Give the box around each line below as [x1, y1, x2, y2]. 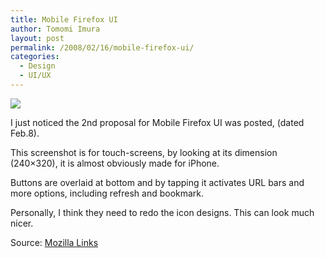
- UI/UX [19, 71, 52, 81]
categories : [10, 52, 60, 62]
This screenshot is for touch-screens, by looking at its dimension [10, 146, 278, 158]
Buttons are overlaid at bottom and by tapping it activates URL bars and [10, 176, 305, 188]
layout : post [10, 33, 65, 43]
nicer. [10, 217, 34, 229]
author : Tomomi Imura [10, 24, 101, 34]
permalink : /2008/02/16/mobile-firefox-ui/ [10, 42, 195, 53]
